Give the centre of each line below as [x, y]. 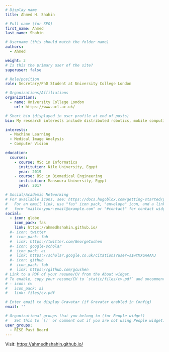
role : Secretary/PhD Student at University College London [68, 84]
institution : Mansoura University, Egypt [63, 181]
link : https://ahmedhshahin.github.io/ [56, 228]
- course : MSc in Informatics [46, 162]
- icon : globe [24, 218]
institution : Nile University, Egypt [58, 167]
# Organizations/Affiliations [37, 93]
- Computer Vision [29, 144]
